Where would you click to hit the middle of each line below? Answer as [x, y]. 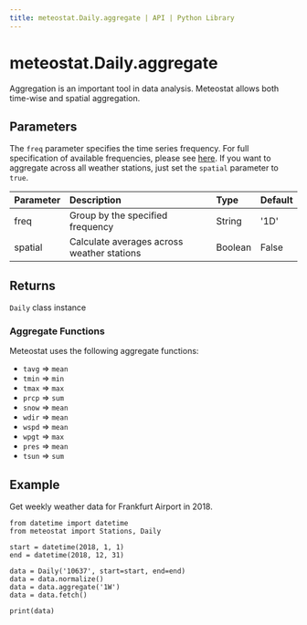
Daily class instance [48, 307]
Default [276, 200]
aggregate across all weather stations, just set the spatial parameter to [144, 168]
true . [19, 178]
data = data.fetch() [49, 595]
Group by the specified [118, 215]
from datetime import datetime [69, 524]
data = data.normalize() [57, 579]
